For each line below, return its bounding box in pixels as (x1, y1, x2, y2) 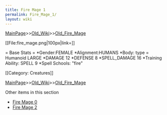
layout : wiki (5, 16, 32, 21)
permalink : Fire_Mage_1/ (5, 12, 57, 17)
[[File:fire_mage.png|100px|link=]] (5, 40, 75, 46)
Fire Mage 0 (12, 99, 37, 105)
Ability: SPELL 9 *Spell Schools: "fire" (5, 60, 83, 66)
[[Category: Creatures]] (5, 70, 54, 76)
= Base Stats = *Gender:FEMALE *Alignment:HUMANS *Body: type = (5, 49, 149, 55)
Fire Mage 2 (12, 104, 37, 110)
